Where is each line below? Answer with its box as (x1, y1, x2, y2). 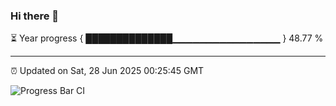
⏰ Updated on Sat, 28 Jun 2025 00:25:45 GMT (10, 65, 205, 77)
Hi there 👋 (10, 9, 60, 23)
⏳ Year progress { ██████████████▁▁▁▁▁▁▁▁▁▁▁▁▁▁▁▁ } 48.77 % (10, 32, 324, 44)
